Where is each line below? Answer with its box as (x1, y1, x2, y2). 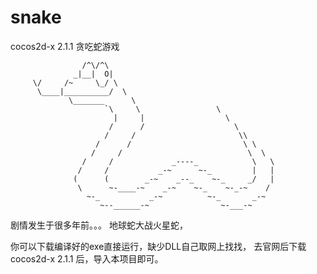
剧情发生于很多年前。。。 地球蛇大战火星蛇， (10, 219, 188, 231)
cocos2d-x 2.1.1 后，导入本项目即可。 (10, 252, 164, 265)
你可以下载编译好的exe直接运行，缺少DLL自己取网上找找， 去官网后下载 (10, 240, 307, 252)
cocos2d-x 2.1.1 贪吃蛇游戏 (10, 40, 120, 52)
